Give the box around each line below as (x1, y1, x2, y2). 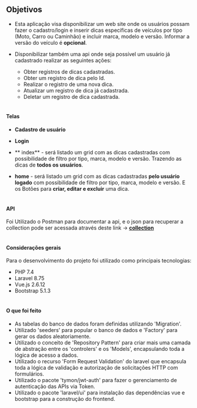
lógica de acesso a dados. (14, 351, 78, 359)
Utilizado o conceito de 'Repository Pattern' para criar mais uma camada (14, 339, 191, 346)
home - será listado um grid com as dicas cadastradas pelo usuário (14, 173, 180, 180)
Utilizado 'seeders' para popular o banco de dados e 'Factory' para (14, 326, 178, 333)
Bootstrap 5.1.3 (14, 287, 51, 294)
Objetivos (6, 5, 42, 15)
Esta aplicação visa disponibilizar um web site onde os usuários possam (14, 20, 190, 27)
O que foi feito (6, 307, 42, 314)
